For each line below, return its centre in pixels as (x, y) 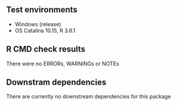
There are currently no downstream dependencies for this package (88, 96)
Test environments (42, 10)
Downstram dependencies (56, 82)
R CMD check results (46, 49)
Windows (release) (38, 24)
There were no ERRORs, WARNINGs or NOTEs (63, 63)
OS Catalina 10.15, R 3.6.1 (45, 30)
